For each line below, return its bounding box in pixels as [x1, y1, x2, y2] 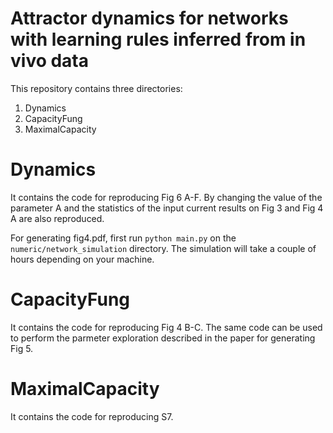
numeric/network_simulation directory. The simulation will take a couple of [10, 242, 317, 254]
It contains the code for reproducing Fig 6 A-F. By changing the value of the [10, 191, 323, 203]
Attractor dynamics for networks [10, 7, 289, 30]
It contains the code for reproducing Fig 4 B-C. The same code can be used [10, 321, 323, 333]
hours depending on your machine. [10, 253, 155, 265]
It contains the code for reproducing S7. [10, 410, 174, 422]
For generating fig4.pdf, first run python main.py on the [10, 232, 237, 244]
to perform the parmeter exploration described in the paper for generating [10, 332, 316, 344]
